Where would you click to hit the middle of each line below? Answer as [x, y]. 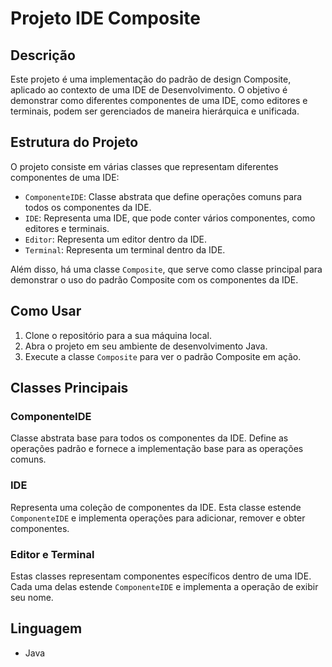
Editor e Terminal [52, 554]
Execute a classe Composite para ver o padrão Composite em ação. [163, 356]
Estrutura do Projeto [74, 142]
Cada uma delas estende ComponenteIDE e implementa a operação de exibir [164, 586]
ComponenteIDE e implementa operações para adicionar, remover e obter [158, 518]
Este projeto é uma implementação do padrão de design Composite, [151, 79]
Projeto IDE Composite [105, 18]
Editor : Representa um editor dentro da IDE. [116, 239]
